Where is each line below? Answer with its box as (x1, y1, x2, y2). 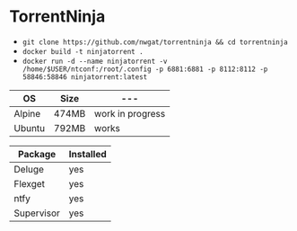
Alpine (13, 107, 41, 120)
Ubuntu (13, 121, 46, 134)
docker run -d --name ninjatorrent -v (22, 57, 168, 66)
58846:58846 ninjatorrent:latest (22, 72, 148, 82)
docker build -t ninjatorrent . (22, 47, 144, 56)
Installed (68, 147, 107, 160)
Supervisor (13, 207, 61, 219)
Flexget (13, 177, 46, 190)
